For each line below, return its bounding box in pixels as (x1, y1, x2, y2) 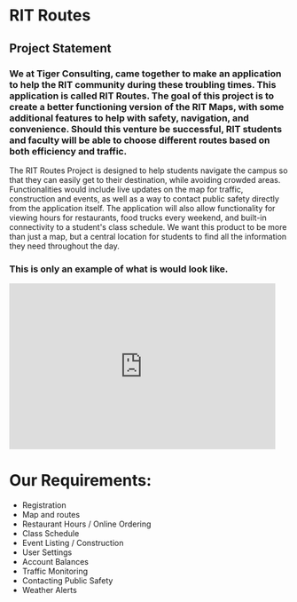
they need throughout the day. (9, 241, 120, 251)
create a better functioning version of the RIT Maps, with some (9, 100, 285, 113)
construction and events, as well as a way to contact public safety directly (9, 193, 279, 204)
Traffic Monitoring (21, 566, 89, 577)
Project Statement (9, 41, 112, 56)
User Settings (21, 547, 73, 558)
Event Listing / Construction (21, 538, 124, 549)
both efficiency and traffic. (9, 145, 127, 157)
